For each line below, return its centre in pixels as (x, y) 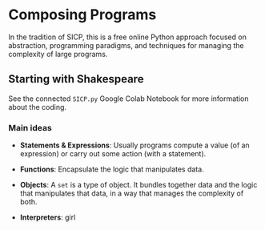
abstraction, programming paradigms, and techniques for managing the (126, 45)
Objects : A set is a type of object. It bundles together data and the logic (139, 185)
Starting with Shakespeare (76, 79)
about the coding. (37, 107)
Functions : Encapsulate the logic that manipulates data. (112, 169)
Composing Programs (82, 15)
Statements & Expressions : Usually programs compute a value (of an (135, 145)
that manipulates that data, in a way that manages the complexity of (132, 193)
